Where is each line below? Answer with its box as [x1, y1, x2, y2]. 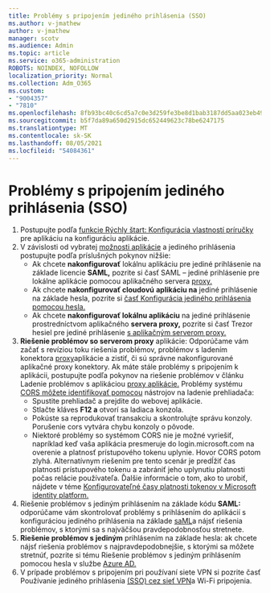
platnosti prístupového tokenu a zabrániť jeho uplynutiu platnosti [31, 465, 245, 475]
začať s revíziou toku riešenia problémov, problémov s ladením [19, 345, 227, 355]
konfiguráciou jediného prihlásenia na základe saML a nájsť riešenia [19, 516, 243, 526]
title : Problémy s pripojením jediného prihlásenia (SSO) [8, 11, 207, 20]
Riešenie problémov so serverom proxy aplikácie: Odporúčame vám [19, 336, 249, 346]
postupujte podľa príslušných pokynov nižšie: [19, 251, 171, 260]
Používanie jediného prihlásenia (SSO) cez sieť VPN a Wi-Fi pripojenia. [19, 576, 252, 586]
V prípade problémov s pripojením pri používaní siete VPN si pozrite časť [19, 567, 261, 577]
